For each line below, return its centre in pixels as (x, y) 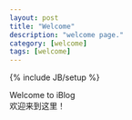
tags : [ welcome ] (40, 52)
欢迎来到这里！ (37, 106)
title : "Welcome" (42, 26)
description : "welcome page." (67, 35)
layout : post (34, 18)
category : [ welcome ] (49, 43)
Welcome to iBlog (42, 95)
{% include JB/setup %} (55, 77)
